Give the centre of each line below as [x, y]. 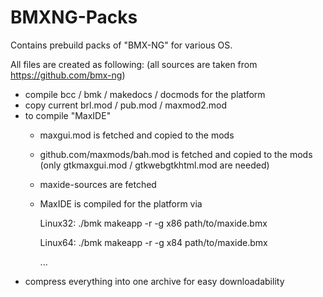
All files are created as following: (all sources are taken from [134, 64]
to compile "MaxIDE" [68, 115]
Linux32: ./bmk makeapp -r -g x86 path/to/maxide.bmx [153, 223]
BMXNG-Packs [74, 17]
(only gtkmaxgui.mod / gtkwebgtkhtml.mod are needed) [154, 165]
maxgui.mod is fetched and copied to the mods [137, 135]
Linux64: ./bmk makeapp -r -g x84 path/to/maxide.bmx [153, 242]
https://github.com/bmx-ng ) [68, 75]
